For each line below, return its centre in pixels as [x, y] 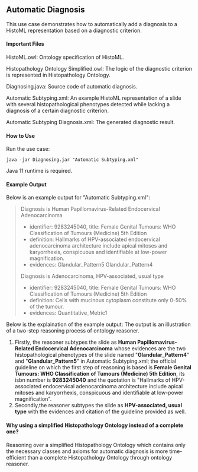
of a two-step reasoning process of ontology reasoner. [73, 331]
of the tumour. [47, 307]
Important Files [25, 44]
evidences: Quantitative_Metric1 [68, 313]
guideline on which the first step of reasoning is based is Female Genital [103, 368]
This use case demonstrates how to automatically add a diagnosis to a [92, 24]
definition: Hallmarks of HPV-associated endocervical [95, 239]
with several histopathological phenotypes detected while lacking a [88, 104]
